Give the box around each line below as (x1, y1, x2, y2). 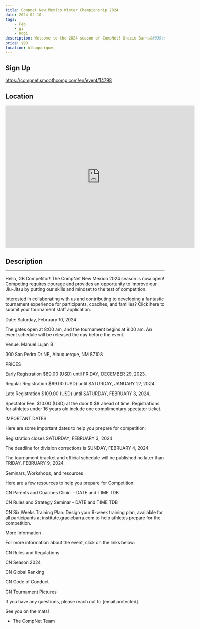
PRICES (5, 361, 21, 367)
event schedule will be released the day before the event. (5, 332, 125, 338)
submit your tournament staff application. (5, 307, 91, 313)
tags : (5, 17, 17, 22)
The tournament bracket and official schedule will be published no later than (5, 455, 164, 461)
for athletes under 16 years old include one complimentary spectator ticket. (5, 406, 162, 412)
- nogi (14, 31, 28, 36)
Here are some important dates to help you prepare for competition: (5, 425, 146, 431)
